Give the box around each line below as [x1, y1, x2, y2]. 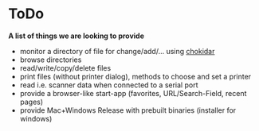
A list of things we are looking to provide [8, 31, 145, 40]
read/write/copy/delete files [19, 63, 112, 72]
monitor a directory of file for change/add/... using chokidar [19, 46, 215, 56]
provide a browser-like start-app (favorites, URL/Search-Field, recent [19, 88, 247, 98]
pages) [19, 97, 44, 106]
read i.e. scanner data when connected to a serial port [19, 80, 198, 90]
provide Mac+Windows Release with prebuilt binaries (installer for [19, 105, 237, 115]
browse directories [19, 55, 82, 64]
